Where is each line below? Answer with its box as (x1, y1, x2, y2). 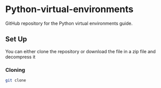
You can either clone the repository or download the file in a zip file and (5, 48, 156, 54)
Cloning (5, 66, 26, 73)
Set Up (5, 35, 27, 43)
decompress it (5, 54, 36, 60)
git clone (5, 78, 27, 83)
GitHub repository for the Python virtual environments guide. (5, 20, 133, 26)
